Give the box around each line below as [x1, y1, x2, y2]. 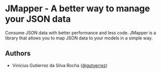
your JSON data [5, 13, 71, 25]
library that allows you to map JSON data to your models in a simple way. [5, 35, 153, 41]
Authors [5, 49, 31, 58]
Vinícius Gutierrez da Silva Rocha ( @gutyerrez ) [12, 62, 108, 68]
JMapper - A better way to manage [5, 3, 150, 14]
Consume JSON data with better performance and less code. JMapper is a [5, 30, 156, 36]
